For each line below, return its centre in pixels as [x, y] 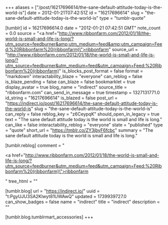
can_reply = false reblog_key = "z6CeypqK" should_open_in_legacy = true [82, 114]
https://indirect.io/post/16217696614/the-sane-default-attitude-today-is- [82, 103]
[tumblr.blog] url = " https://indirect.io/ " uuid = [52, 191]
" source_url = [123, 49]
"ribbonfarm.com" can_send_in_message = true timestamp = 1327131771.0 [82, 92]
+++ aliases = [20, 7]
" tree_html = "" [21, 181]
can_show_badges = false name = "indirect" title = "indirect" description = [82, 202]
